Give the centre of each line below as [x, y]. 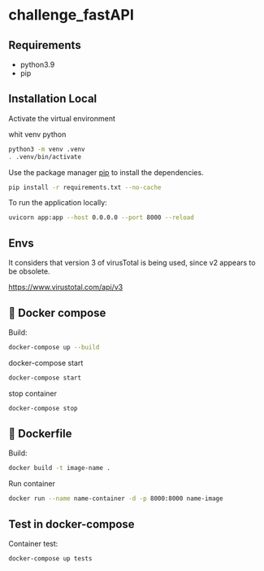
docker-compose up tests [50, 558]
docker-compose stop [43, 408]
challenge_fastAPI [71, 15]
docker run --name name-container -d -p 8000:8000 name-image [116, 499]
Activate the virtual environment [62, 118]
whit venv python [37, 134]
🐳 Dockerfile [40, 433]
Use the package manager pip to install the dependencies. [106, 172]
